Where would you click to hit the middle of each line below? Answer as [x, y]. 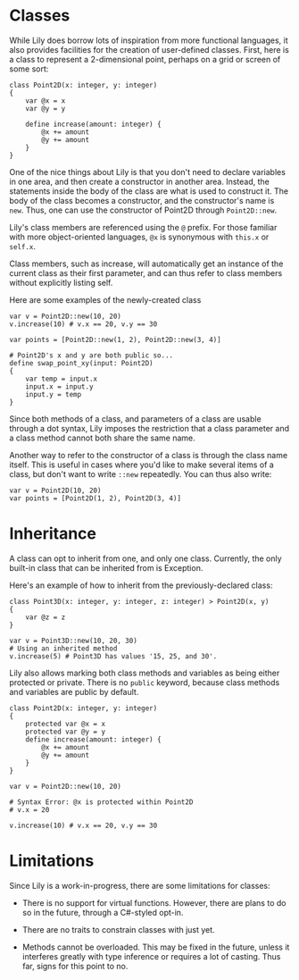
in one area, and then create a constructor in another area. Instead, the [140, 181]
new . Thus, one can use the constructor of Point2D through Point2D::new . [143, 210]
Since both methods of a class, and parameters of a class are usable [135, 419]
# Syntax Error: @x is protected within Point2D [101, 802]
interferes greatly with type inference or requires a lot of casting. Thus [151, 956]
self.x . [22, 246]
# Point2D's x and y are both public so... [91, 355]
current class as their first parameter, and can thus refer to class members [146, 272]
